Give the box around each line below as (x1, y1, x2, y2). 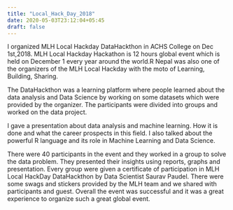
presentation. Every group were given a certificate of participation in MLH (7, 165, 220, 174)
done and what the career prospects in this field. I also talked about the (7, 129, 213, 137)
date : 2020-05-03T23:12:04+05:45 (7, 17, 105, 24)
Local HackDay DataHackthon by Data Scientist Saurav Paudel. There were (7, 172, 224, 181)
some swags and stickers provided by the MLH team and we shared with (7, 180, 217, 188)
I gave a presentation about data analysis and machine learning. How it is (7, 122, 218, 130)
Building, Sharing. (7, 72, 58, 80)
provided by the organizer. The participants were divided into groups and (7, 101, 218, 109)
